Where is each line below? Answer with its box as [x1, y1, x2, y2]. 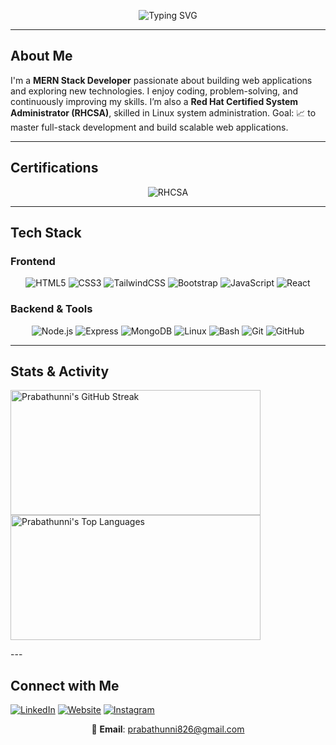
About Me [10, 48, 73, 65]
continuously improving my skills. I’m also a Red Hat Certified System [10, 95, 299, 107]
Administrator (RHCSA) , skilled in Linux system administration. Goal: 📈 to [10, 106, 317, 119]
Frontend [10, 254, 56, 268]
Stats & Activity [10, 363, 110, 380]
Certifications [10, 160, 99, 177]
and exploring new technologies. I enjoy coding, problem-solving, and [10, 85, 298, 97]
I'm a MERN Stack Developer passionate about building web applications [10, 74, 313, 86]
